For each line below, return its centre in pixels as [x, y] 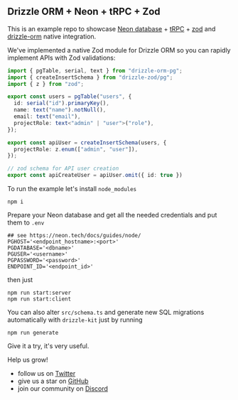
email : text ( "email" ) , [47, 117]
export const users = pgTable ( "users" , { [70, 97]
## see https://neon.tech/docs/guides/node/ [74, 236]
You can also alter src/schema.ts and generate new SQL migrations [106, 313]
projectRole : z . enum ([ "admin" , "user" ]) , [76, 149]
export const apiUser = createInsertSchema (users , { [87, 142]
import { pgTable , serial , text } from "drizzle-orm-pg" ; [95, 70]
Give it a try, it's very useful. [48, 346]
